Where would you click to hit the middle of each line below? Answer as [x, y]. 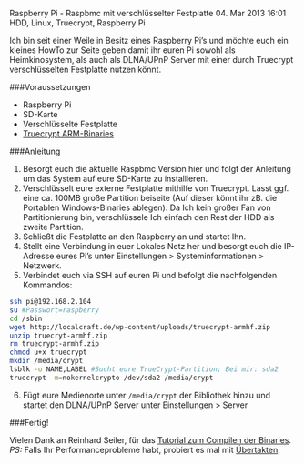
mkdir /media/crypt [46, 361]
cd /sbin [26, 318]
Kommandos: [47, 285]
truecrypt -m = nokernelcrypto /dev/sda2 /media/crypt [111, 378]
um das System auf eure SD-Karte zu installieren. [115, 178]
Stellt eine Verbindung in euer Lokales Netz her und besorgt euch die [152, 246]
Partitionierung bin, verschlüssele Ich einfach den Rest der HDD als [148, 217]
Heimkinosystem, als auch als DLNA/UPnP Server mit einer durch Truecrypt [152, 60]
